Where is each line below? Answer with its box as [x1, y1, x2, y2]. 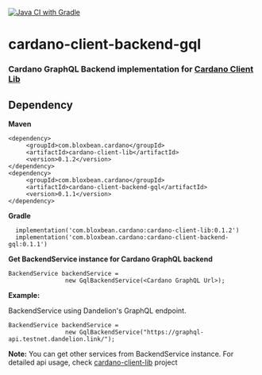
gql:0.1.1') [8, 240, 48, 248]
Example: [8, 290, 40, 300]
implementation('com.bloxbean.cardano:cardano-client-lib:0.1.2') [15, 226, 240, 234]
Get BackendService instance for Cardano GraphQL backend [8, 254, 213, 264]
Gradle [8, 211, 32, 220]
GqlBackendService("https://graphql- [79, 328, 204, 336]
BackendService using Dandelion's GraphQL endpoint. [8, 306, 187, 315]
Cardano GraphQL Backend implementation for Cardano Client [8, 64, 254, 75]
